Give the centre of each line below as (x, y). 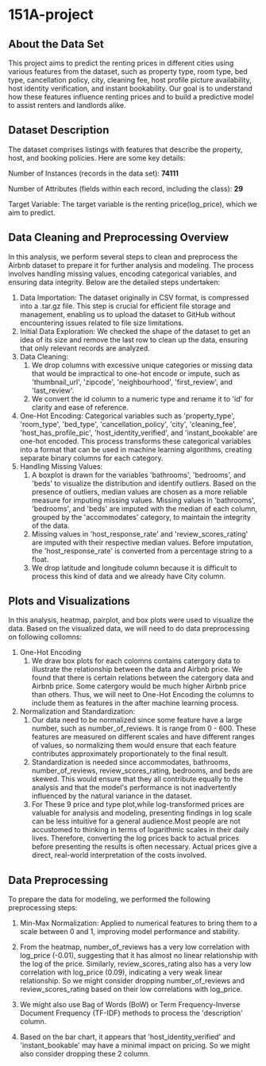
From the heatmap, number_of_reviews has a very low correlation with (135, 947)
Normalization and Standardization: (77, 711)
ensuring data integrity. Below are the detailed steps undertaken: (114, 282)
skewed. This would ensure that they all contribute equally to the (137, 779)
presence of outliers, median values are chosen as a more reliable (139, 491)
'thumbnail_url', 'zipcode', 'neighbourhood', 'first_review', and (132, 382)
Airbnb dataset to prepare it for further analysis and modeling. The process (131, 265)
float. (40, 559)
